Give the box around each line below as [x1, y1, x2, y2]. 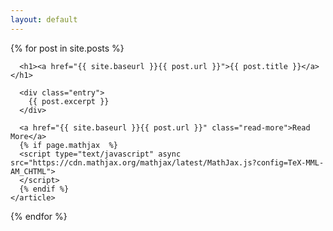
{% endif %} [19, 184, 70, 194]
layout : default [10, 14, 78, 25]
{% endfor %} [10, 210, 68, 222]
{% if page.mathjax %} [19, 140, 118, 150]
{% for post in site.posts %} [10, 42, 125, 54]
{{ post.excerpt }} [28, 96, 110, 106]
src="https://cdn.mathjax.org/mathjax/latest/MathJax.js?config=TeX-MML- [10, 157, 325, 168]
